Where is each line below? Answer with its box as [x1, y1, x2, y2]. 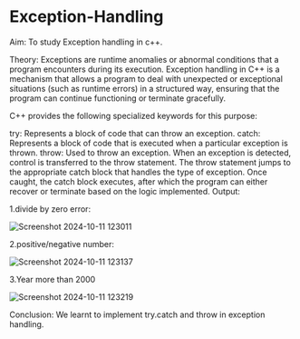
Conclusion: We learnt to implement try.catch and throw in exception [9, 309, 266, 320]
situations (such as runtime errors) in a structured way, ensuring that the [9, 83, 280, 94]
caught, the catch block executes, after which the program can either [9, 175, 268, 187]
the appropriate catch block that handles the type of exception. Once [9, 166, 267, 177]
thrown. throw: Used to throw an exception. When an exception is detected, [9, 147, 292, 158]
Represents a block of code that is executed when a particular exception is [9, 137, 288, 148]
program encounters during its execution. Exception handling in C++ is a [9, 64, 280, 75]
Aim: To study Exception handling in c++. [9, 36, 163, 47]
